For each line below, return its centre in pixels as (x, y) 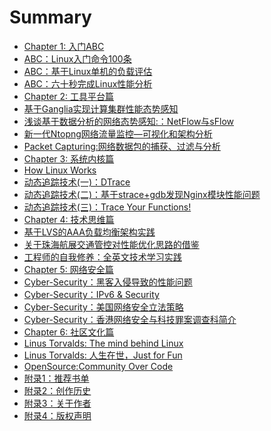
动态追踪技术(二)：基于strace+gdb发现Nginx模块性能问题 (142, 194)
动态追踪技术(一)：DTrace (77, 182)
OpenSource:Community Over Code (98, 366)
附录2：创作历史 (57, 390)
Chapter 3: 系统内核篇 (69, 158)
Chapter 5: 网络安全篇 (68, 269)
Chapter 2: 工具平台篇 (69, 96)
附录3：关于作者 (57, 403)
